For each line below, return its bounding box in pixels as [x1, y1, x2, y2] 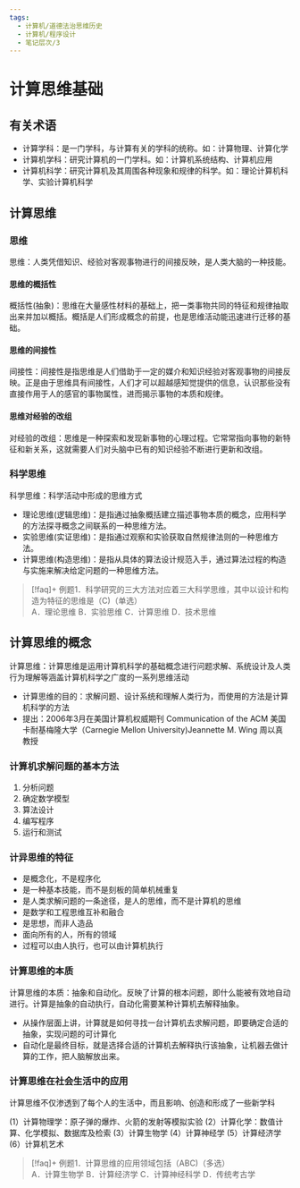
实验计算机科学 [37, 176, 94, 188]
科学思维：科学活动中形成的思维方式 [9, 489, 143, 501]
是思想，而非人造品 [21, 918, 94, 929]
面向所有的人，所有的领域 [21, 929, 117, 940]
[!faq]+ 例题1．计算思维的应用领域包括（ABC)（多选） [30, 1158, 230, 1168]
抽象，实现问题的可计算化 [21, 1028, 117, 1039]
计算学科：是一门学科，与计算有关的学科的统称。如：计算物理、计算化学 [21, 143, 288, 154]
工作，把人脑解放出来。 [37, 1050, 125, 1061]
